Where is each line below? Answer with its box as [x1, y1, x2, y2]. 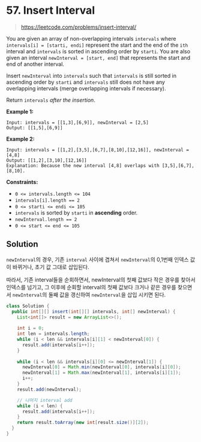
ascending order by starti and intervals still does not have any [6, 78, 165, 86]
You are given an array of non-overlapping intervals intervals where [6, 35, 176, 42]
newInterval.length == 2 [14, 216, 77, 222]
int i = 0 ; [17, 325, 44, 331]
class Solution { [6, 303, 50, 309]
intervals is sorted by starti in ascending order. [14, 209, 138, 216]
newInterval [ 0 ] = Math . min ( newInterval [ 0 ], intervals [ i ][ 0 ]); [22, 364, 181, 370]
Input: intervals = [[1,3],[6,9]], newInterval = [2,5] [6, 119, 149, 126]
